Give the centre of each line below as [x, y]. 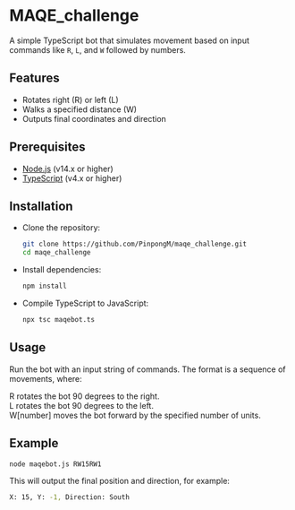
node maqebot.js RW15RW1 [55, 464]
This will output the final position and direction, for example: [120, 481]
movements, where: [46, 378]
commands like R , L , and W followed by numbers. [97, 49]
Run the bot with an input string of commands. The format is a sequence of [147, 369]
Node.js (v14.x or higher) [67, 169]
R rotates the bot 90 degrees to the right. [84, 396]
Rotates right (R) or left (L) [70, 99]
